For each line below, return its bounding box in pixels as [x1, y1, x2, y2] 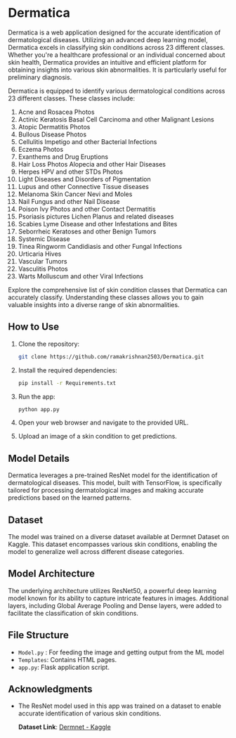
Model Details [8, 452, 70, 465]
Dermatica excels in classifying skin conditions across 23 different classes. [8, 43, 225, 51]
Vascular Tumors [18, 257, 67, 265]
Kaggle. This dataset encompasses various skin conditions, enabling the [8, 540, 218, 548]
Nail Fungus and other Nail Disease [18, 197, 120, 205]
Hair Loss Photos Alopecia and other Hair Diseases [18, 160, 166, 168]
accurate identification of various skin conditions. [18, 709, 162, 718]
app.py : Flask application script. [18, 663, 110, 671]
